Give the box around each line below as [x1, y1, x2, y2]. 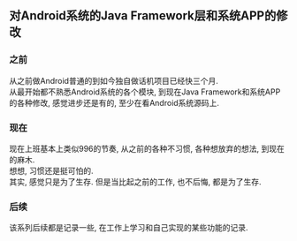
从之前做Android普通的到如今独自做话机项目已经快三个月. [9, 75, 218, 86]
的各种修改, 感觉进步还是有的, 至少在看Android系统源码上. [9, 97, 219, 108]
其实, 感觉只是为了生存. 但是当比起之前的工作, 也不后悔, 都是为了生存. [9, 176, 262, 187]
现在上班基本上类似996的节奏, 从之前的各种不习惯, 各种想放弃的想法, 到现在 [9, 143, 285, 154]
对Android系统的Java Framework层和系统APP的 [9, 8, 277, 24]
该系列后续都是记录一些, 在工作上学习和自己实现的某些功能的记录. [9, 222, 249, 233]
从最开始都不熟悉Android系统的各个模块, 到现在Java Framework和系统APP [9, 87, 281, 97]
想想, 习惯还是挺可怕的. [9, 165, 95, 176]
